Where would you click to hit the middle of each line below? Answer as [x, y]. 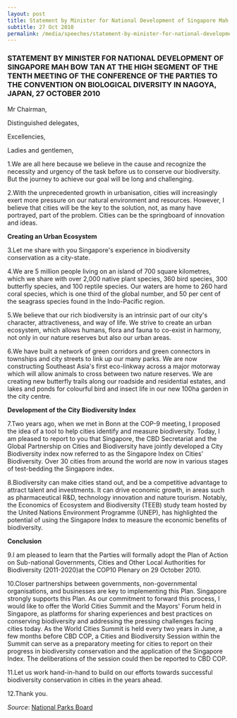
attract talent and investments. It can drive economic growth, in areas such [116, 490]
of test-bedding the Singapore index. [61, 469]
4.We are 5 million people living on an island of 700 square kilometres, [109, 271]
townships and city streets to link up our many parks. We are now [102, 358]
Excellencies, [26, 136]
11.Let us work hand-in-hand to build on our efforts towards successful [110, 672]
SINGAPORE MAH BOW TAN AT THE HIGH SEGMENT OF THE [113, 67]
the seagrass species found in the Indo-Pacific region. [86, 301]
